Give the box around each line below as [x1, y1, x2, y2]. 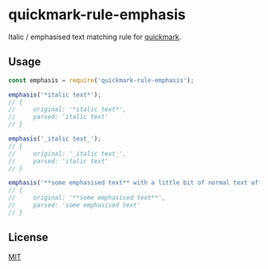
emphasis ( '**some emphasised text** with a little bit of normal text [8, 179, 248, 187]
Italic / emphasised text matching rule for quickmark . [8, 32, 182, 42]
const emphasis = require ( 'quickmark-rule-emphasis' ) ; [8, 76, 195, 85]
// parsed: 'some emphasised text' [8, 201, 141, 209]
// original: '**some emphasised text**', [8, 194, 166, 202]
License [8, 231, 49, 244]
